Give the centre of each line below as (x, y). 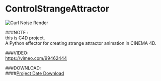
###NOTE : (17, 32)
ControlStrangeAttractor (57, 9)
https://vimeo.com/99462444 (36, 58)
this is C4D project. (25, 38)
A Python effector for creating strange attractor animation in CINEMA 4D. (81, 43)
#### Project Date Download (35, 73)
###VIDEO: (17, 53)
